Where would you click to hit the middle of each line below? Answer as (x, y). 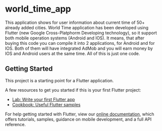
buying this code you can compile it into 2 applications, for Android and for (80, 43)
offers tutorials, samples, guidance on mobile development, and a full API (78, 119)
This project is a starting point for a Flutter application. (59, 80)
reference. (15, 124)
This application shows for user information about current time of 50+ (75, 22)
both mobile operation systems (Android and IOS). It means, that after (75, 38)
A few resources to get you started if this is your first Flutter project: (73, 90)
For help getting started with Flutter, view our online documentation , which (80, 114)
